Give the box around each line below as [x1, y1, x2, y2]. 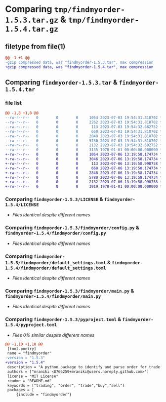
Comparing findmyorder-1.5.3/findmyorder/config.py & [5, 224, 140, 231]
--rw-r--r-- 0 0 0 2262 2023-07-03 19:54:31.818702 [5, 120, 158, 125]
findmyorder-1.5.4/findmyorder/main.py [5, 294, 101, 299]
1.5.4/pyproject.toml [5, 322, 57, 328]
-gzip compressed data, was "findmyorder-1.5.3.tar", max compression [5, 60, 154, 65]
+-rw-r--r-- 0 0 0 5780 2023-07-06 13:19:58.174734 [5, 175, 158, 180]
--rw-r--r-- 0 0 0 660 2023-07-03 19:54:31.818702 [5, 129, 158, 134]
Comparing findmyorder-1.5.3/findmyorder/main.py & [5, 287, 134, 294]
